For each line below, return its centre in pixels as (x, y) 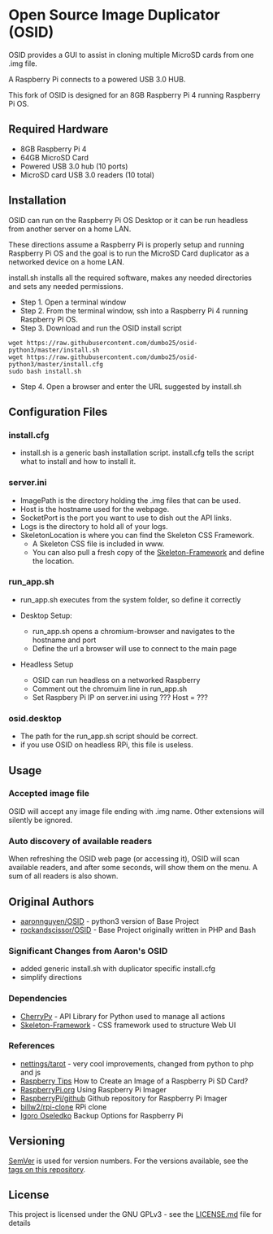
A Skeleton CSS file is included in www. (98, 544)
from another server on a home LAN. (70, 229)
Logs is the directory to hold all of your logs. (94, 526)
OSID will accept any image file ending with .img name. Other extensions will (136, 811)
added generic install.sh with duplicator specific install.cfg (118, 969)
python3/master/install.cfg (56, 364)
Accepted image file (49, 794)
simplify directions (51, 978)
